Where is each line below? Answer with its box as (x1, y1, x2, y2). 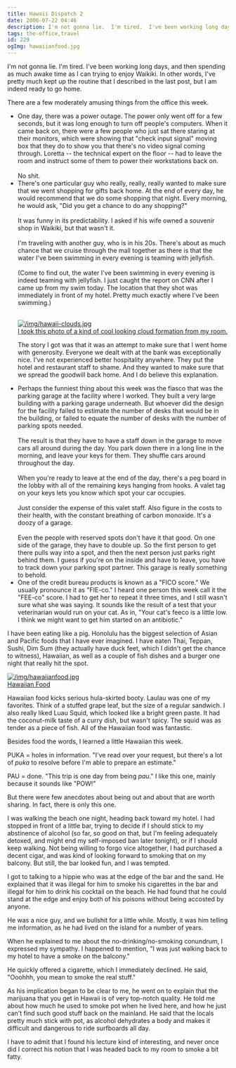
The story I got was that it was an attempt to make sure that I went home (17, 341, 228, 349)
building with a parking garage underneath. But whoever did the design (17, 399, 224, 408)
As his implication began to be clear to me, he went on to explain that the (7, 986, 218, 995)
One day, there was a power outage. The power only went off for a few (17, 112, 223, 120)
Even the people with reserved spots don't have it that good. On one (17, 533, 216, 542)
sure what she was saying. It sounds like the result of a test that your (17, 601, 216, 608)
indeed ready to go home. (7, 85, 82, 93)
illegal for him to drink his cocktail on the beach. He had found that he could (7, 887, 227, 896)
